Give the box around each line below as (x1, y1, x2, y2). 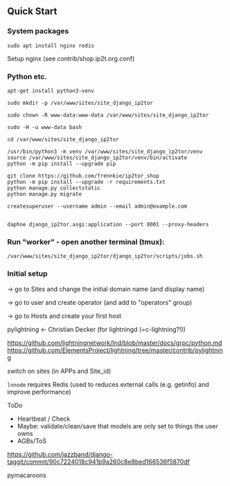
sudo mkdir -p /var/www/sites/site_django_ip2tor (7, 99, 154, 106)
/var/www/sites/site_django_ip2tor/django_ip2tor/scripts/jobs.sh (7, 253, 203, 260)
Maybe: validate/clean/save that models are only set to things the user (17, 421, 218, 430)
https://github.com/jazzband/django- (7, 450, 113, 458)
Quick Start (7, 6, 57, 17)
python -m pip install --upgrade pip (7, 160, 116, 167)
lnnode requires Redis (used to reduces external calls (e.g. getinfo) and (7, 380, 209, 388)
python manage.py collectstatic (7, 184, 100, 192)
